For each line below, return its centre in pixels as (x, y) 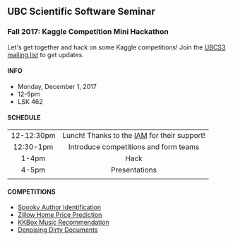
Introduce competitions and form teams (134, 147)
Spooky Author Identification (59, 207)
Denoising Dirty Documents (58, 230)
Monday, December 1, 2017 (57, 86)
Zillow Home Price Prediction (60, 215)
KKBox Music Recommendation (63, 223)
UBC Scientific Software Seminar (81, 12)
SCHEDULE (24, 118)
